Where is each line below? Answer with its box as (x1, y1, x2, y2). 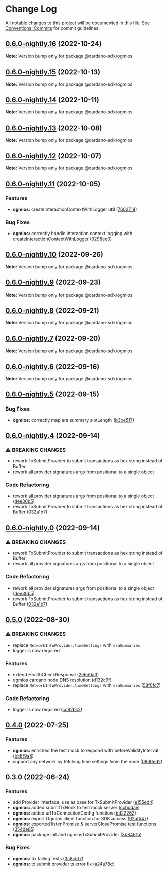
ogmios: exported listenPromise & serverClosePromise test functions (12, 821, 156, 827)
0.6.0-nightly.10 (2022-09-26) (5, 250, 103, 259)
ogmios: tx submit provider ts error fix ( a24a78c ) (12, 861, 115, 867)
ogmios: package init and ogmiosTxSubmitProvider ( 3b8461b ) (12, 832, 142, 838)
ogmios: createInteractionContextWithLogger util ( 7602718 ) (12, 206, 137, 212)
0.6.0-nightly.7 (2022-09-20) (5, 334, 101, 343)
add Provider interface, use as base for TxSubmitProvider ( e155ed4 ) (12, 799, 154, 805)
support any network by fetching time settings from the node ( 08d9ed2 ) (12, 758, 163, 764)
